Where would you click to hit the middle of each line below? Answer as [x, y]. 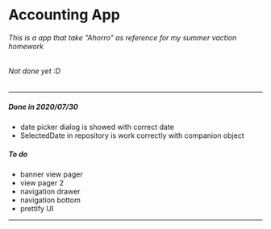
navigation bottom [50, 200]
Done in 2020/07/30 [43, 106]
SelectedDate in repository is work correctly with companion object [132, 135]
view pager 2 [42, 182]
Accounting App [65, 15]
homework [26, 46]
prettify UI [37, 208]
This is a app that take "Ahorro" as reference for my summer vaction [123, 37]
